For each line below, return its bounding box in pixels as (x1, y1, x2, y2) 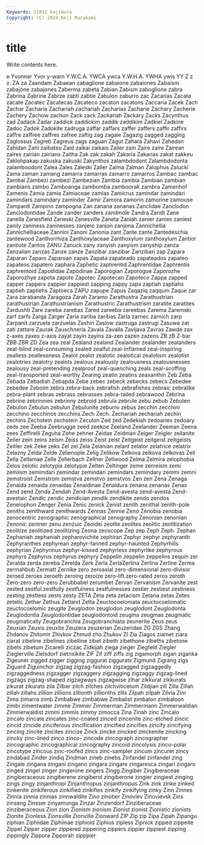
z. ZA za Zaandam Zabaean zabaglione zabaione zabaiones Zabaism (6, 79, 180, 87)
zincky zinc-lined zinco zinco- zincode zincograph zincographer (6, 734, 169, 742)
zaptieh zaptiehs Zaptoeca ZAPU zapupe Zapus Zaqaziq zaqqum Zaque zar (6, 287, 197, 294)
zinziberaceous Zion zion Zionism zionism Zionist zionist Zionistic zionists (6, 806, 191, 813)
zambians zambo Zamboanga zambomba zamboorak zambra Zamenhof (6, 183, 188, 190)
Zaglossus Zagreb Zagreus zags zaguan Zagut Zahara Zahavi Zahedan (6, 138, 185, 145)
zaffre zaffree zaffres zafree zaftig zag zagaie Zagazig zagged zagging (6, 131, 185, 139)
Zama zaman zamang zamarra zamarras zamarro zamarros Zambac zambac (6, 170, 199, 178)
